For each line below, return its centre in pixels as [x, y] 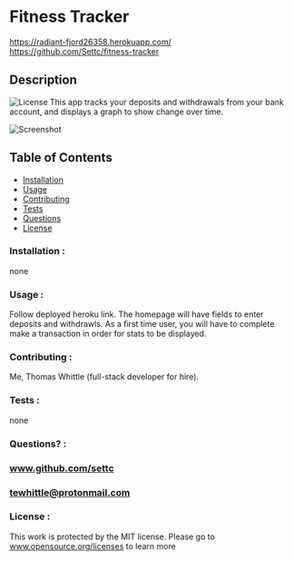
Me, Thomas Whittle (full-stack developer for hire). [104, 377]
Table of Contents [61, 157]
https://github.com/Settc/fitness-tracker [84, 51]
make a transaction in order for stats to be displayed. [108, 334]
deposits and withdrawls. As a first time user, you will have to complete [142, 324]
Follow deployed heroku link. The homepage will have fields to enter [137, 314]
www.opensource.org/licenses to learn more [93, 546]
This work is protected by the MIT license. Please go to [112, 536]
